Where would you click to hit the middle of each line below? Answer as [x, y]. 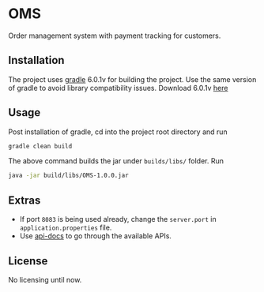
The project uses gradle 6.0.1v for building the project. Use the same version [132, 79]
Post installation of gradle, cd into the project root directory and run [118, 132]
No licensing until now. [45, 279]
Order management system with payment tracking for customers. [115, 36]
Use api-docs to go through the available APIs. [96, 236]
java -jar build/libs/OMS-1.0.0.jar [68, 176]
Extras [25, 200]
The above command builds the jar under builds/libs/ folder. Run [116, 161]
